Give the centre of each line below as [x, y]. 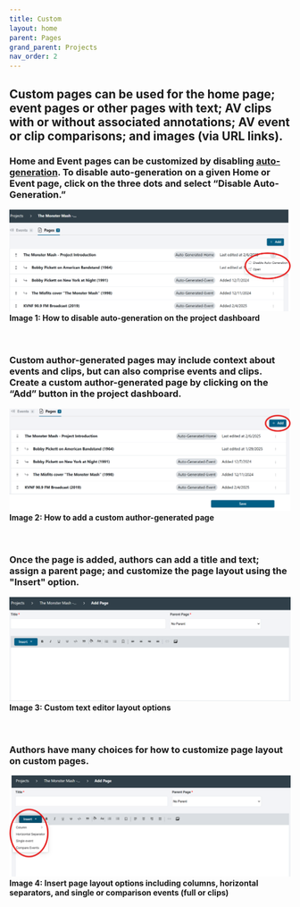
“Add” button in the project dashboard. [96, 394]
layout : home [33, 28]
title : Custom [36, 19]
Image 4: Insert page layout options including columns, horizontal [134, 883]
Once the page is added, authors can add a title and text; [134, 560]
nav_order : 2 [33, 57]
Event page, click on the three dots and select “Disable [130, 183]
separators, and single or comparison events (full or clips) [119, 892]
